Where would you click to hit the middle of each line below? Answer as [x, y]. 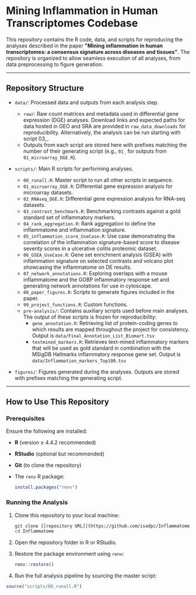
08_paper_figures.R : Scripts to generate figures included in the [99, 292]
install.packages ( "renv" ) [46, 487]
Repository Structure [45, 88]
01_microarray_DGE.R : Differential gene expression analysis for [98, 186]
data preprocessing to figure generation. [55, 64]
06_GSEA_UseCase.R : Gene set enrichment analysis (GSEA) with [98, 254]
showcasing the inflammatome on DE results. [78, 267]
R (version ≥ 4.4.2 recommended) [55, 443]
